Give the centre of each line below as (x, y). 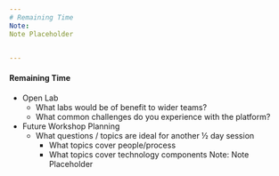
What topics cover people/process (112, 145)
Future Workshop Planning (71, 126)
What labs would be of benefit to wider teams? (121, 107)
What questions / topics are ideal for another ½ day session (145, 135)
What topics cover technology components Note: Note (149, 154)
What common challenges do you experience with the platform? (153, 116)
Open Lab (40, 98)
